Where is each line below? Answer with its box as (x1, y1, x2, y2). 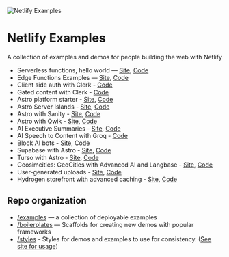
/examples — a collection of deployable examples (16, 213, 157, 221)
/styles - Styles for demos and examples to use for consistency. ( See (16, 234, 212, 243)
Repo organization (7, 195, 87, 206)
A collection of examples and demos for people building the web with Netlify (7, 53, 223, 61)
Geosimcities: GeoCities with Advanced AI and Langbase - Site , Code (16, 161, 213, 169)
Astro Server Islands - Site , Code (16, 103, 110, 111)
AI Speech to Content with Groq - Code (16, 131, 129, 139)
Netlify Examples (7, 31, 106, 46)
